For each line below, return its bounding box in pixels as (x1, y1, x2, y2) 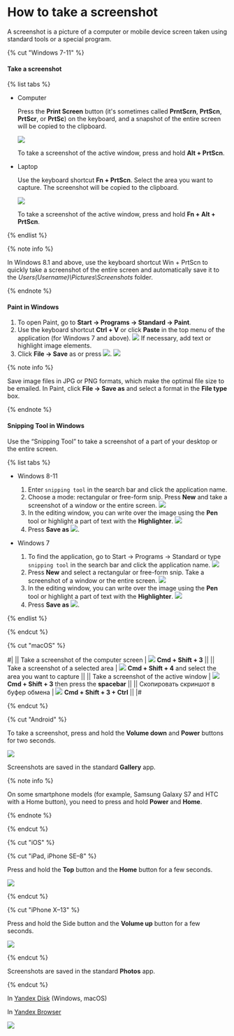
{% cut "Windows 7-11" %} (7, 48, 85, 57)
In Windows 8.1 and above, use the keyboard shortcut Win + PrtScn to (7, 258, 208, 267)
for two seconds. (7, 736, 56, 745)
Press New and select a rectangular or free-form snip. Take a (27, 568, 205, 576)
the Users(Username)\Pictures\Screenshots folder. (7, 273, 154, 282)
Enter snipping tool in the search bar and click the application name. (27, 485, 228, 494)
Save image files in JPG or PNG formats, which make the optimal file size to (7, 377, 225, 385)
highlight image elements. (17, 341, 92, 350)
